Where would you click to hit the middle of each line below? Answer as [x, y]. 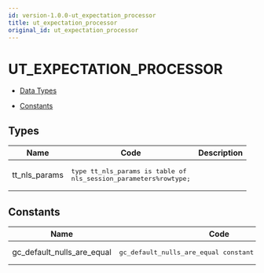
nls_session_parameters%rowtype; [131, 179]
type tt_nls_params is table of [129, 171]
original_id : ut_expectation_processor [73, 30]
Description [220, 153]
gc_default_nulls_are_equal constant [186, 252]
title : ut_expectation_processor [63, 23]
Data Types [38, 90]
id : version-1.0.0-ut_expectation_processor [82, 15]
